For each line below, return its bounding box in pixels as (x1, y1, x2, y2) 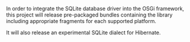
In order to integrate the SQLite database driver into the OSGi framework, (6, 5, 185, 12)
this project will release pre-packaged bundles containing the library (6, 11, 173, 18)
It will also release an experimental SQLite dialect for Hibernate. (6, 29, 161, 36)
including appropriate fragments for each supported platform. (6, 18, 157, 24)
